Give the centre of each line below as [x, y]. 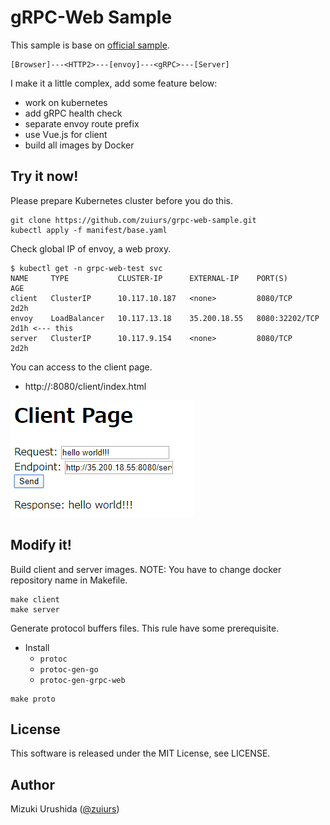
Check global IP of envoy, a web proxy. [91, 248]
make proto [33, 699]
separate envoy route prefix [82, 123]
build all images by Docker [79, 145]
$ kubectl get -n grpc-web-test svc [86, 268]
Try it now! [44, 176]
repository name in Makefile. [69, 580]
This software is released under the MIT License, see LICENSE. [140, 753]
